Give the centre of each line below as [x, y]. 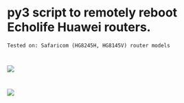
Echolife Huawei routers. [79, 27]
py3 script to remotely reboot [92, 13]
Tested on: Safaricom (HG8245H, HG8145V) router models [89, 45]
